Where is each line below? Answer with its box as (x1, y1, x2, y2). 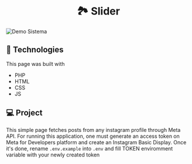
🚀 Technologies (6, 45, 64, 55)
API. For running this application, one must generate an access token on (6, 132, 180, 139)
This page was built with (6, 60, 65, 67)
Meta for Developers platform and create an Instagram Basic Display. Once (6, 138, 187, 146)
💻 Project (6, 108, 43, 118)
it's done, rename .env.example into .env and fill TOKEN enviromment (6, 145, 173, 152)
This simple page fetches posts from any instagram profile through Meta (6, 126, 181, 133)
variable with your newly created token (6, 151, 100, 158)
